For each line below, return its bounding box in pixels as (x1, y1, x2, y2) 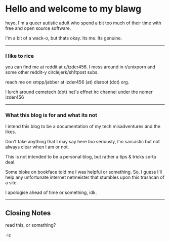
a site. (5, 179, 18, 185)
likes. (5, 129, 16, 135)
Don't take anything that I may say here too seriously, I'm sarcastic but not (5, 138, 160, 144)
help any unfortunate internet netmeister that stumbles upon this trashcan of (5, 174, 164, 180)
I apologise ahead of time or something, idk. (5, 189, 97, 195)
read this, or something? (5, 222, 56, 228)
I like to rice (5, 52, 34, 59)
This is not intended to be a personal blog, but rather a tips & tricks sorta (5, 153, 156, 159)
